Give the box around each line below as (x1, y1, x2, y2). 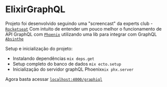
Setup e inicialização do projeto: (5, 45, 73, 51)
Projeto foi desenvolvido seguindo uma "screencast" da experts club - (5, 20, 153, 26)
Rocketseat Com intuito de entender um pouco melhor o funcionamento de (5, 25, 162, 32)
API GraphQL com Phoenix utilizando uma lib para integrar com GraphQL (5, 31, 157, 37)
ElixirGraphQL (5, 4, 66, 15)
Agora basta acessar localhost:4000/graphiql (5, 76, 103, 82)
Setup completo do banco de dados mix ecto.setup (12, 61, 121, 67)
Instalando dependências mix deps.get (12, 55, 95, 62)
